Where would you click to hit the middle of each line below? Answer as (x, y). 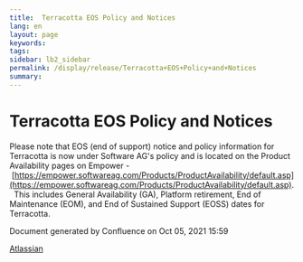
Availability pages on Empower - (70, 165)
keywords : (28, 43)
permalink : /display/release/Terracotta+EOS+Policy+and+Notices (133, 69)
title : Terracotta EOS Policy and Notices (93, 18)
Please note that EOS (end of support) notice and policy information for (142, 146)
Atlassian (26, 248)
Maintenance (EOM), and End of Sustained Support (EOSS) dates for (137, 203)
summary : (26, 77)
